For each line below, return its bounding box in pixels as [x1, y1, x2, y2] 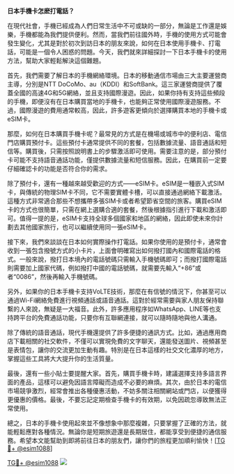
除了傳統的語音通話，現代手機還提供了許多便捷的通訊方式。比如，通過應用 [7, 328, 221, 337]
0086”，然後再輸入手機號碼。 [16, 273, 102, 281]
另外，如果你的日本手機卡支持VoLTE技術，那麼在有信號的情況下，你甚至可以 [7, 287, 227, 296]
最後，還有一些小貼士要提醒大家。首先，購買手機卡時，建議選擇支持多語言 [7, 369, 221, 377]
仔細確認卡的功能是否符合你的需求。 [7, 165, 111, 173]
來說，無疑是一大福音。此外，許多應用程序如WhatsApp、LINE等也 [25, 305, 216, 313]
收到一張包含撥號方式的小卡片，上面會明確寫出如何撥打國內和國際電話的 [7, 247, 214, 254]
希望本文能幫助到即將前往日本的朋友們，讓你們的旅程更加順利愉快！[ [19, 436, 217, 445]
